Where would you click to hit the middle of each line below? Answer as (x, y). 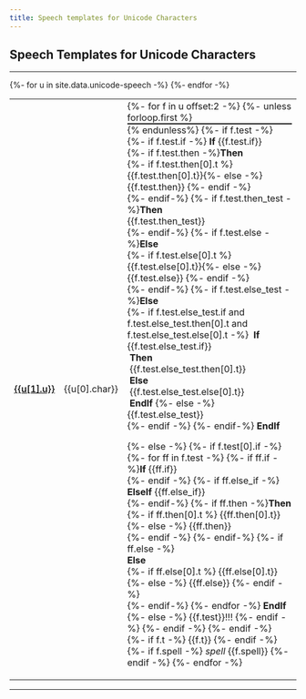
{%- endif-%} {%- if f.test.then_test (205, 198)
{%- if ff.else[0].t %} (172, 572)
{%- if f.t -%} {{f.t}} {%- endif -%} (202, 640)
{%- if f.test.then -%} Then (185, 153)
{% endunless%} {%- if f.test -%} (200, 130)
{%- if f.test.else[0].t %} (179, 256)
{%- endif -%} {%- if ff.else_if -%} (204, 481)
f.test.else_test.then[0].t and (188, 324)
